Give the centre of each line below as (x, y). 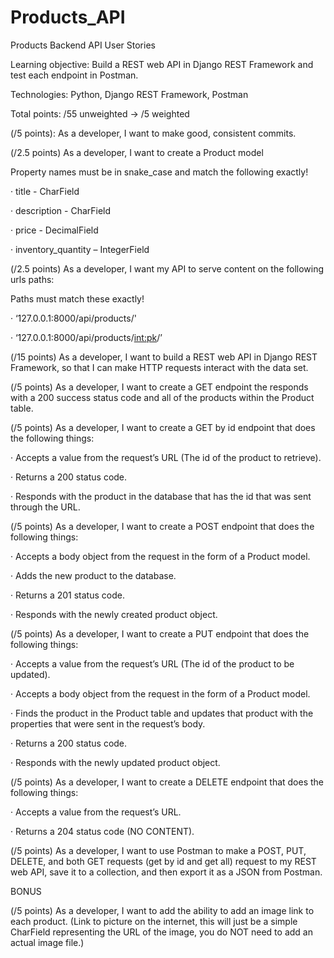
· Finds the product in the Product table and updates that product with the (162, 713)
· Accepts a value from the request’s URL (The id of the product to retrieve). (166, 457)
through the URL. (45, 507)
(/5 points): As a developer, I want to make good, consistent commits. (153, 133)
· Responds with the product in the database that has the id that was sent (161, 496)
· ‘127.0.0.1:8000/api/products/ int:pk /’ (86, 337)
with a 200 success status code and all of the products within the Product (162, 397)
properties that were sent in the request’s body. (108, 723)
